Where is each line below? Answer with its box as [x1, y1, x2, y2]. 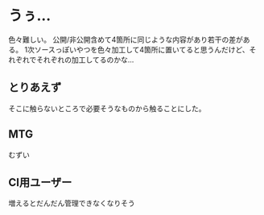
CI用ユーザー [8, 176, 72, 189]
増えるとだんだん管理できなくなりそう [8, 198, 135, 209]
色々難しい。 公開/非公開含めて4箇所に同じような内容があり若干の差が [8, 35, 244, 44]
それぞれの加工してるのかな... [35, 55, 134, 64]
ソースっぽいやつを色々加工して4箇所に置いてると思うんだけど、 [34, 44, 250, 54]
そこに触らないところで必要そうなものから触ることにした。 [8, 103, 206, 113]
